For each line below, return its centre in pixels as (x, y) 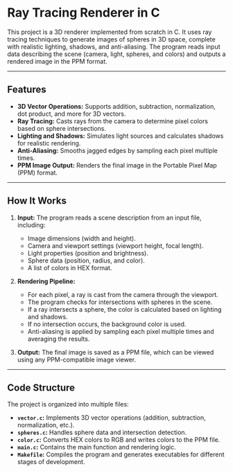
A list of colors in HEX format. (70, 267)
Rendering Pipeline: (46, 281)
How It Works (37, 201)
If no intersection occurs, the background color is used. (107, 324)
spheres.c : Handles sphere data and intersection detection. (102, 432)
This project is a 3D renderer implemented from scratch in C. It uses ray (110, 32)
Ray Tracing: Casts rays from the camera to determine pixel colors (112, 121)
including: (31, 225)
